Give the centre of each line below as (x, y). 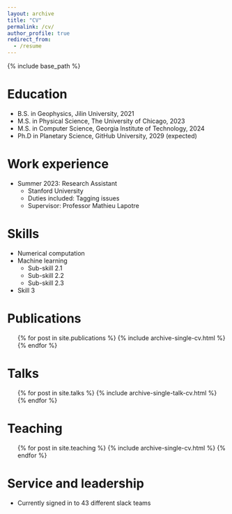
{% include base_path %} (44, 66)
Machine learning (42, 260)
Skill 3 (26, 290)
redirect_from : (29, 40)
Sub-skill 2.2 (46, 275)
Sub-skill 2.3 (46, 283)
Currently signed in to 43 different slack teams (84, 503)
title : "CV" (24, 20)
